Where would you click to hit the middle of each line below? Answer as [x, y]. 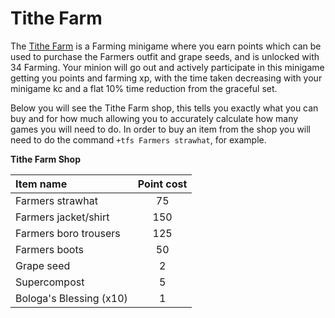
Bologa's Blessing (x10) [71, 298]
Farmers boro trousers [68, 233]
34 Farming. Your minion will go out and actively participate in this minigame [167, 67]
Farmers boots [49, 249]
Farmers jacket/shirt [62, 217]
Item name [41, 184]
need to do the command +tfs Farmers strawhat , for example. [138, 139]
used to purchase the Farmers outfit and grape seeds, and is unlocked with [165, 56]
